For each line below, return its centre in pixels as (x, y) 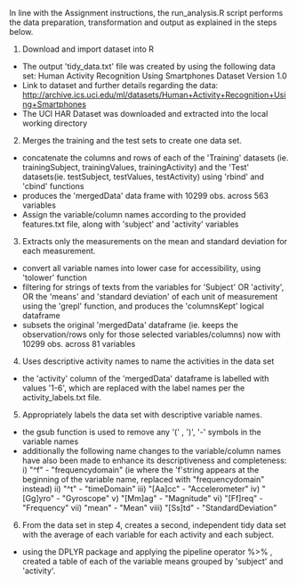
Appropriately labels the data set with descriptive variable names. (142, 415)
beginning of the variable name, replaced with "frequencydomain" (143, 479)
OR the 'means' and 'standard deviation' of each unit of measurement (150, 297)
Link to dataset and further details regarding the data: (120, 85)
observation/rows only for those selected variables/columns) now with (151, 334)
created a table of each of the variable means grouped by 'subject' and (153, 561)
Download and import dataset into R (88, 49)
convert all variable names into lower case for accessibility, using (141, 268)
